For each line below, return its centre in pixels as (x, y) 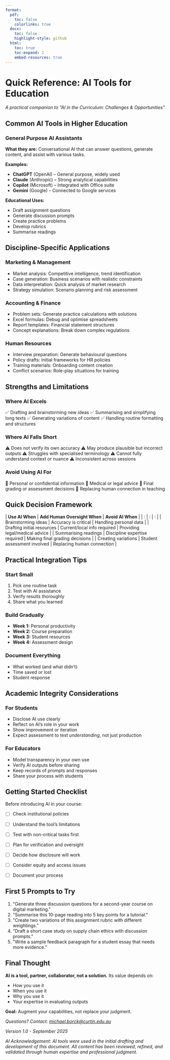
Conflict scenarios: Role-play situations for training (66, 371)
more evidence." (30, 947)
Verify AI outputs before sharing (46, 765)
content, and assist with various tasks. (45, 154)
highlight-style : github (41, 39)
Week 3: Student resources (41, 637)
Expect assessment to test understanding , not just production (77, 735)
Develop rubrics (29, 226)
